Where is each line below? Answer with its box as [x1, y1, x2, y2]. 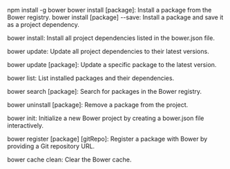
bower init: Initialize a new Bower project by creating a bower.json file [7, 114, 204, 122]
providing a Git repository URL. [7, 142, 95, 150]
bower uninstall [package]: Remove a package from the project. [7, 101, 189, 109]
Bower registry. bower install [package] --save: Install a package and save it [7, 13, 224, 21]
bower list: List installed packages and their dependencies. [7, 74, 175, 82]
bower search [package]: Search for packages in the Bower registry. [7, 88, 202, 95]
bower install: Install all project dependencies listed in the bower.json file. [7, 34, 215, 42]
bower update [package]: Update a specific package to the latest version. [7, 61, 217, 68]
